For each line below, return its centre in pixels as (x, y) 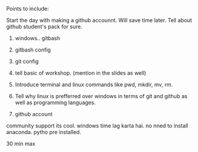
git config (27, 61)
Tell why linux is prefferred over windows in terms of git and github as (101, 96)
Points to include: (28, 9)
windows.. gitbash (37, 38)
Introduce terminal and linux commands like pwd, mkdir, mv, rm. (94, 84)
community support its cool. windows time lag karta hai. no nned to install (97, 126)
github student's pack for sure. (44, 27)
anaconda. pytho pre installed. (44, 132)
